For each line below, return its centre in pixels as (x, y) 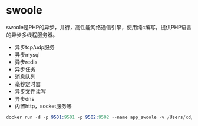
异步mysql (27, 54)
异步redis (26, 62)
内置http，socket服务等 (43, 106)
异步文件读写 (30, 91)
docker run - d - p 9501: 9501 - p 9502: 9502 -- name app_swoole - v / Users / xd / (100, 117)
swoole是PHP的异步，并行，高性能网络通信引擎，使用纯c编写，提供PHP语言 (99, 27)
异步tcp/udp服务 (34, 47)
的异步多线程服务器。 (32, 34)
